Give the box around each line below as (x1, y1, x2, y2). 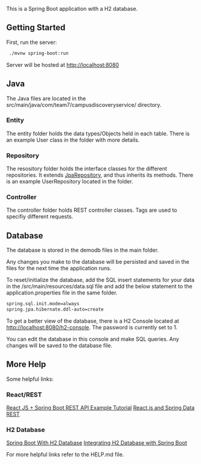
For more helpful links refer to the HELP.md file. (6, 451, 124, 458)
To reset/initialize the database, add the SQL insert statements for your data (6, 276, 195, 284)
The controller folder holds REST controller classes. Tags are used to (6, 206, 177, 214)
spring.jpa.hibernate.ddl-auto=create (6, 307, 104, 313)
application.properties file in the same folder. (6, 289, 118, 296)
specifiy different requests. (6, 213, 74, 220)
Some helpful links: (6, 375, 54, 383)
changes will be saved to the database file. (6, 342, 113, 349)
